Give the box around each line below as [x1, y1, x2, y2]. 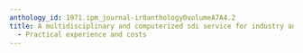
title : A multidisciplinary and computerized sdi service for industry [9, 22, 284, 31]
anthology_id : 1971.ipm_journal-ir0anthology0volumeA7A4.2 [9, 13, 236, 22]
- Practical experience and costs [17, 30, 147, 39]
